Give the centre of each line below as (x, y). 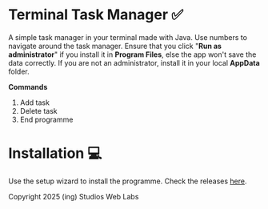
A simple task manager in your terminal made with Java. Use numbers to (128, 37)
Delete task (38, 111)
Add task (35, 102)
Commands (28, 86)
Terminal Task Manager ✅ (96, 15)
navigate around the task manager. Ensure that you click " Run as (115, 46)
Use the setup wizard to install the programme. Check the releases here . (128, 181)
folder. (19, 71)
